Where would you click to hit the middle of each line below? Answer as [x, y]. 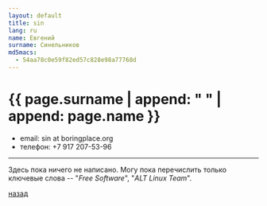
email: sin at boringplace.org [66, 138]
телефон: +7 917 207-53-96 [66, 146]
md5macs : [23, 52]
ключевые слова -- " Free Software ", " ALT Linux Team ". [100, 178]
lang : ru [23, 30]
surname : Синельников [44, 45]
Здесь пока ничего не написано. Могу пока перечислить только [118, 169]
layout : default [35, 16]
